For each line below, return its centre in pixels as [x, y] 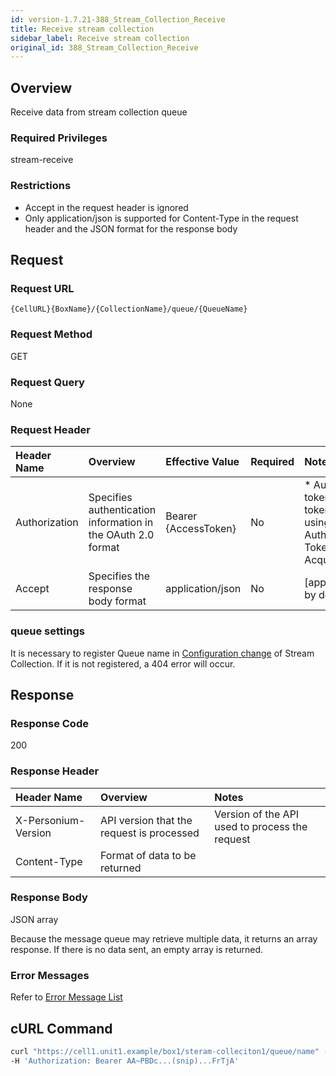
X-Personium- [50, 820]
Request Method [51, 334]
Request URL [42, 288]
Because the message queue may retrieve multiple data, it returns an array [164, 938]
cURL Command [61, 1028]
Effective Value [202, 462]
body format [117, 601]
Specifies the [119, 576]
